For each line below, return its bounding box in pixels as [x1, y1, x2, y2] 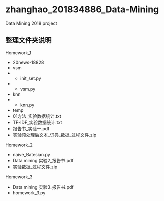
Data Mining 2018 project [5, 20, 57, 26]
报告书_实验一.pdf [12, 125, 50, 131]
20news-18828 [12, 59, 44, 65]
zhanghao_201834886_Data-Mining [5, 4, 159, 15]
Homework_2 [5, 142, 33, 148]
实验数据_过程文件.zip [12, 164, 58, 170]
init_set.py [20, 75, 41, 81]
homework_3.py [12, 189, 46, 196]
